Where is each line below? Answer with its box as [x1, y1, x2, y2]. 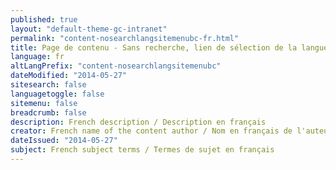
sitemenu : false [10, 98, 78, 108]
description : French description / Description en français [10, 117, 267, 127]
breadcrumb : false [10, 107, 87, 118]
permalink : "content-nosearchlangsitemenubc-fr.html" [10, 33, 240, 43]
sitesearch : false [10, 80, 87, 90]
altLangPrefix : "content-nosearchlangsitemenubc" [10, 61, 222, 71]
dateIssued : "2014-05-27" [10, 136, 118, 146]
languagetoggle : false [10, 89, 105, 99]
